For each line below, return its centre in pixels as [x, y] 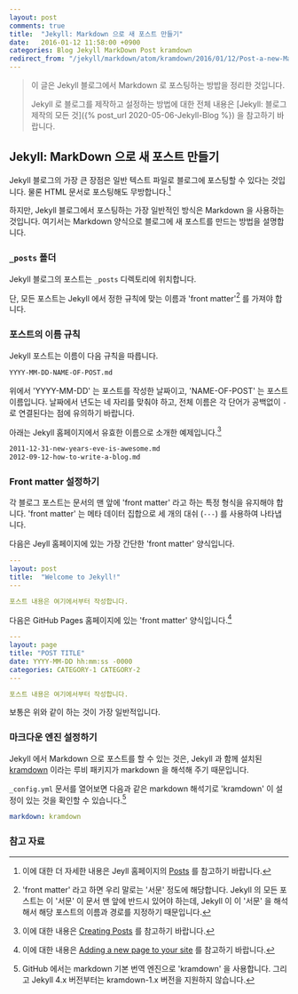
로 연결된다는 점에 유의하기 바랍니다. [72, 413]
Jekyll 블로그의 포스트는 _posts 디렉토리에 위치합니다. [103, 279]
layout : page [33, 645]
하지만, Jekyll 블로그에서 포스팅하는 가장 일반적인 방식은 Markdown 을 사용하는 [147, 211]
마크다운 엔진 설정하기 [53, 737]
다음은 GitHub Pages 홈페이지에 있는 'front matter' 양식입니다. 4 [121, 619]
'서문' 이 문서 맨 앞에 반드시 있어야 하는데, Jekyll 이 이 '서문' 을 [164, 901]
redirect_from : [37, 59]
